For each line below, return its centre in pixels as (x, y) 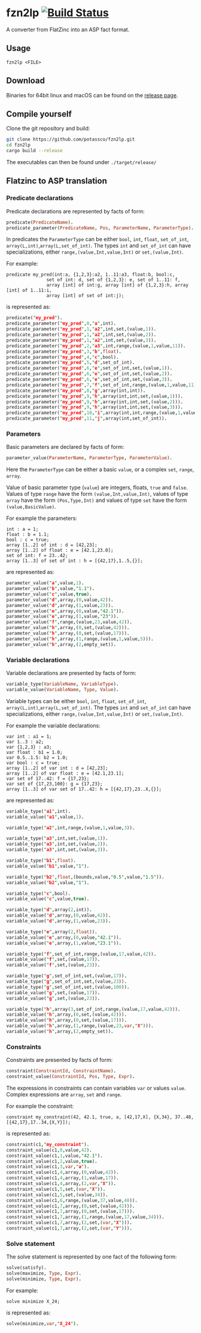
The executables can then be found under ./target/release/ (81, 162)
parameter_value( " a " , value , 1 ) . (45, 583)
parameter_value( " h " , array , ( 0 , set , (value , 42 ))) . (68, 628)
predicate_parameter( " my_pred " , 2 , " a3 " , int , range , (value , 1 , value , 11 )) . (96, 346)
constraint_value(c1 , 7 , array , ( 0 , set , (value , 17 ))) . (71, 1212)
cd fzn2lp (19, 145)
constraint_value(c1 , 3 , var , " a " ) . (48, 1167)
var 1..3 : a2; (25, 742)
